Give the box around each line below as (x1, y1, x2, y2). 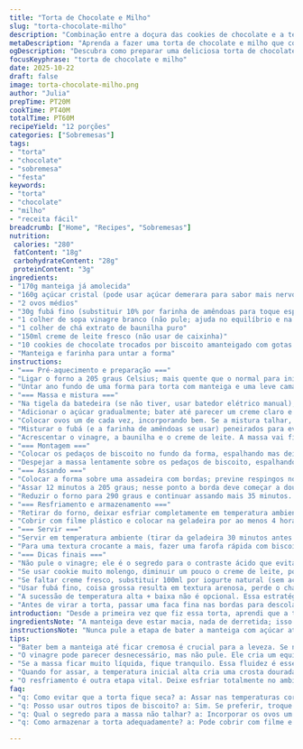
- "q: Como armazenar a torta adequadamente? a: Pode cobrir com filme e (9, 718, 293, 727)
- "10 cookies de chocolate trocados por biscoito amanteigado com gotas (9, 340, 293, 349)
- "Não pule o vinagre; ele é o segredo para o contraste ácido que (9, 559, 272, 568)
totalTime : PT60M (9, 114, 75, 123)
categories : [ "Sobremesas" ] (9, 131, 115, 140)
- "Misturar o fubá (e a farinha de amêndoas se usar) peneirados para (9, 424, 284, 433)
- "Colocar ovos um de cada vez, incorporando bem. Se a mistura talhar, (9, 416, 293, 425)
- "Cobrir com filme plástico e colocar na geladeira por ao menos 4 (9, 516, 277, 526)
